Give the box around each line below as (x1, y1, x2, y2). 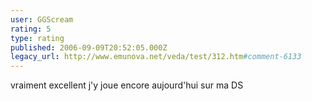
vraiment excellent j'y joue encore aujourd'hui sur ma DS (10, 79, 244, 91)
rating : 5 (10, 24, 52, 34)
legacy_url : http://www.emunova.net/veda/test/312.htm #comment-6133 (10, 52, 302, 62)
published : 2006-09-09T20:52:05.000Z (10, 42, 168, 53)
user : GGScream (10, 14, 74, 25)
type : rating (10, 33, 65, 43)
